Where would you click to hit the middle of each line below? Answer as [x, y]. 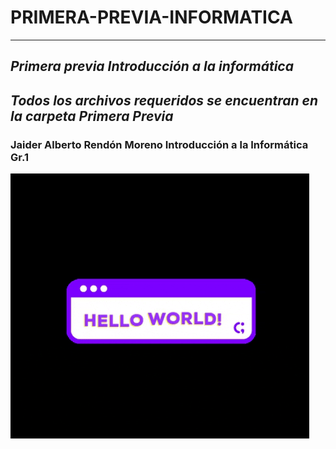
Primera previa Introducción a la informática [152, 66]
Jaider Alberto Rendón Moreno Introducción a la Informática [159, 144]
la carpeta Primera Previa [92, 116]
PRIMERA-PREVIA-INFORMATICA [151, 17]
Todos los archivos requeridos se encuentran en [164, 100]
